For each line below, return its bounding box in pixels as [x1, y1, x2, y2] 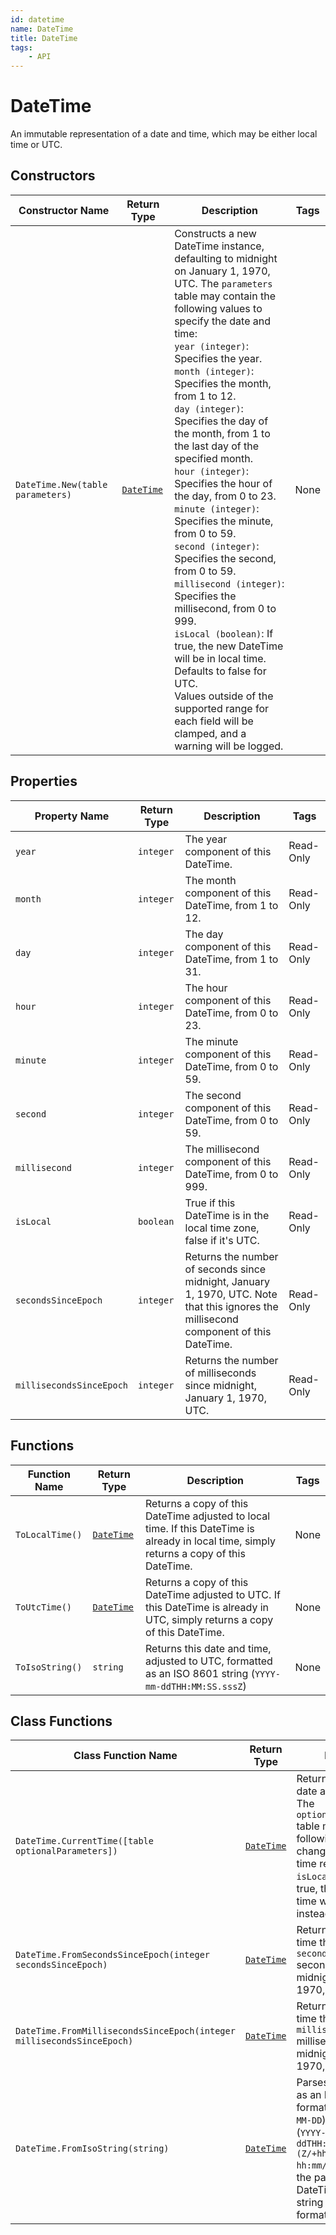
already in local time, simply [145, 1534, 276, 1548]
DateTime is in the [184, 1208, 270, 1222]
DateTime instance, [174, 239, 265, 253]
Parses [296, 2076, 329, 2090]
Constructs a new [174, 226, 257, 240]
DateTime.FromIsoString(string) [15, 2143, 170, 2155]
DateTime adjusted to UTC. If [145, 1587, 281, 1601]
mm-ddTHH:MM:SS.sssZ [145, 1681, 243, 1692]
